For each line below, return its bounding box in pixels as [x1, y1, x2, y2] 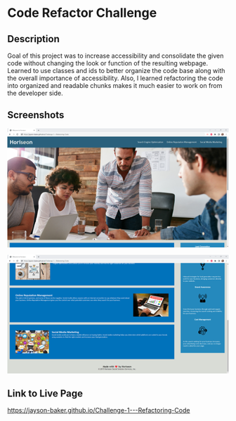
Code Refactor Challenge [7, 5, 157, 21]
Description [7, 33, 60, 45]
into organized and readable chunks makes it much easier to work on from [7, 82, 223, 89]
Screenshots [7, 109, 65, 121]
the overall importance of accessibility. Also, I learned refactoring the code [7, 74, 223, 82]
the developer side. [7, 89, 63, 97]
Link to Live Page [7, 387, 83, 399]
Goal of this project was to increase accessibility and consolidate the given [7, 51, 224, 60]
